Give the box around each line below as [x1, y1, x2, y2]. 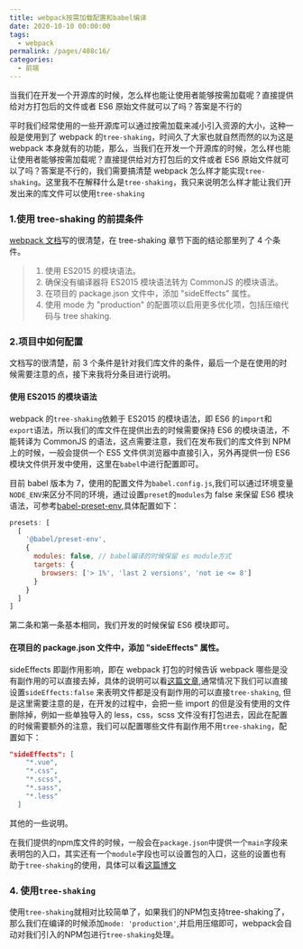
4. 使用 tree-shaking [9, 884, 96, 897]
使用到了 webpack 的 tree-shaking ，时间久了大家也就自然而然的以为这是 [24, 131, 294, 142]
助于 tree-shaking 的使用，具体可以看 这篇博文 [9, 860, 177, 870]
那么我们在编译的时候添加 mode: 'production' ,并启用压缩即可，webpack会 [9, 917, 285, 928]
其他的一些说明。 [9, 817, 73, 828]
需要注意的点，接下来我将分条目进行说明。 [16, 369, 176, 380]
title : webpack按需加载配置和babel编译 [9, 13, 147, 23]
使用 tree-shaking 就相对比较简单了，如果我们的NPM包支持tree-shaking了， [9, 906, 289, 917]
